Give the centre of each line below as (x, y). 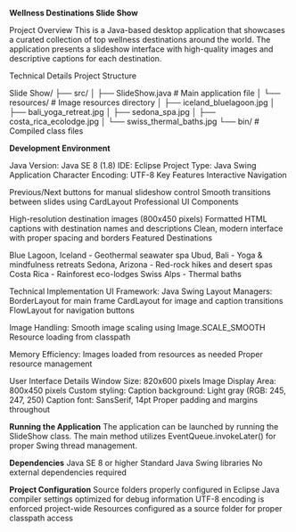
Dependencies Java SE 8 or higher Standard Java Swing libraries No (136, 463)
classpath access (41, 518)
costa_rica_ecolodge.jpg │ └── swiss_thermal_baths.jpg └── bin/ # (135, 121)
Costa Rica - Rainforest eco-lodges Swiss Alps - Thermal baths (126, 274)
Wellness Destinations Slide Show (74, 13)
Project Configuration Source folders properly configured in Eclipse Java (144, 490)
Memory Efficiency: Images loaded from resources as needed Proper (136, 354)
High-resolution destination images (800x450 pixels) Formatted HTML (138, 219)
